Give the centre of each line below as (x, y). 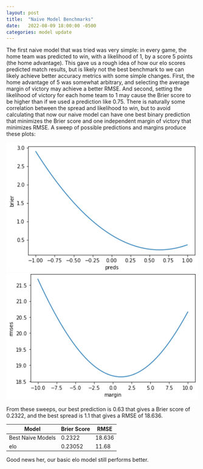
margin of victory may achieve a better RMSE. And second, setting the (94, 89)
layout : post (23, 13)
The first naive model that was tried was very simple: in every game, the (97, 50)
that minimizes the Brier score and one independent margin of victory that (99, 121)
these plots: (21, 134)
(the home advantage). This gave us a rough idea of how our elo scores (96, 63)
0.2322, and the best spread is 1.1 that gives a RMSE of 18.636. (84, 416)
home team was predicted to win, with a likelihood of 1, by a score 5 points (100, 56)
